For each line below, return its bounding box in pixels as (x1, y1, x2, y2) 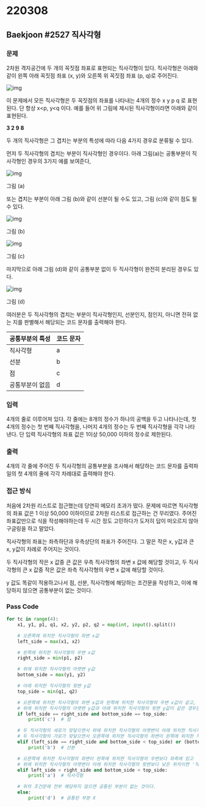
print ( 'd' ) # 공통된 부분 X (28, 795, 96, 802)
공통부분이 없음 (9, 380, 51, 389)
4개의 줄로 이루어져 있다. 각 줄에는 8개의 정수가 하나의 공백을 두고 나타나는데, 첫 (6, 416, 197, 423)
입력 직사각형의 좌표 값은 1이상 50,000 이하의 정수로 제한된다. (25, 431, 173, 438)
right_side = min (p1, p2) (17, 655, 84, 661)
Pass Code (6, 602, 39, 610)
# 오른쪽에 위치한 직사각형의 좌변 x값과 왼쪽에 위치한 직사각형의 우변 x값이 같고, (17, 700, 196, 706)
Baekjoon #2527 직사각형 (6, 29, 101, 40)
